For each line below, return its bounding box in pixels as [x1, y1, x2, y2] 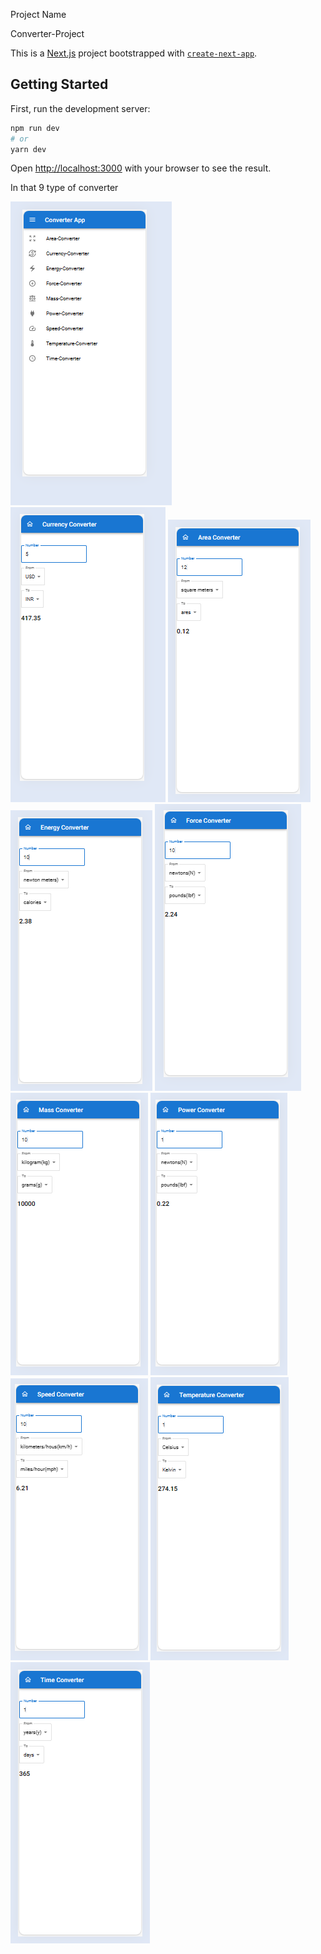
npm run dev [10, 123, 60, 133]
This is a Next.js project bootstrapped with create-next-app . [10, 47, 258, 59]
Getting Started [10, 76, 109, 93]
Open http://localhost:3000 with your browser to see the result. [10, 162, 272, 174]
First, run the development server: [10, 102, 151, 114]
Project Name [10, 9, 67, 20]
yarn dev [10, 144, 47, 154]
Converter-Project [10, 28, 85, 39]
